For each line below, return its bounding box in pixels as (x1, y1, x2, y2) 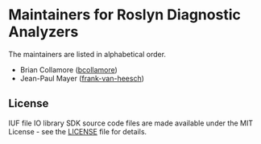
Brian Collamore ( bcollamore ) (19, 64, 118, 74)
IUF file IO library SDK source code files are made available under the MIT (8, 118, 254, 128)
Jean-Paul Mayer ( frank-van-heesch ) (19, 73, 145, 83)
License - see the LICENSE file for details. (8, 126, 147, 136)
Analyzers (8, 23, 79, 41)
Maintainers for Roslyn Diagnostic (8, 6, 242, 24)
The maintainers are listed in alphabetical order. (8, 49, 167, 59)
